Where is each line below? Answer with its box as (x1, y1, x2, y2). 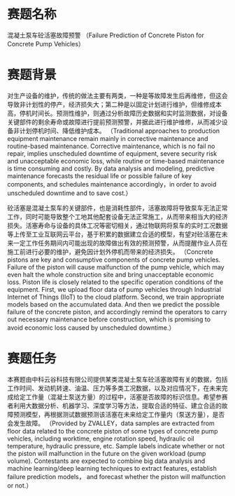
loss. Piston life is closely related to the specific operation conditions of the (7, 278, 224, 286)
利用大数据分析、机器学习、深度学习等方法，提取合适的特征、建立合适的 (13, 401, 222, 410)
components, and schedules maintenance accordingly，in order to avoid (7, 180, 217, 188)
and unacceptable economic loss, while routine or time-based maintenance (7, 156, 225, 165)
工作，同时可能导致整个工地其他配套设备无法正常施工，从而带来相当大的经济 (7, 212, 228, 221)
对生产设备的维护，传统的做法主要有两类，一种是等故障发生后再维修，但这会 (7, 91, 228, 100)
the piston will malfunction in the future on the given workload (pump (7, 449, 206, 457)
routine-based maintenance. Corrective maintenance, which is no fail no (7, 142, 215, 150)
